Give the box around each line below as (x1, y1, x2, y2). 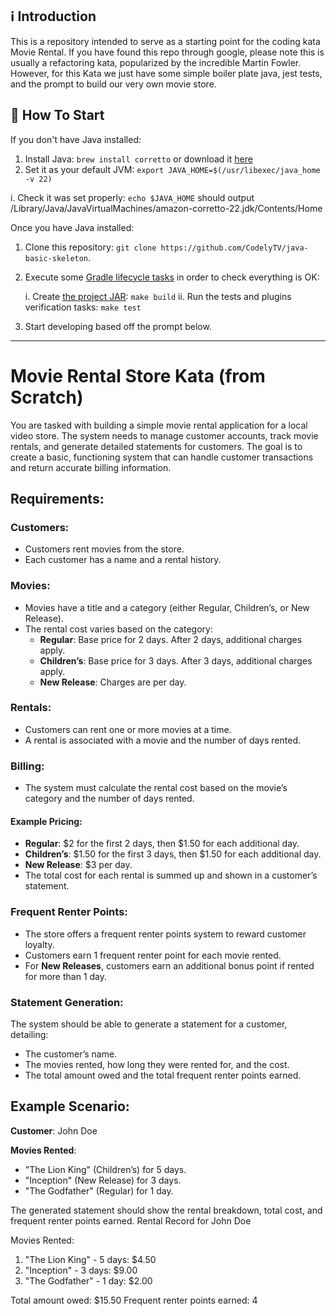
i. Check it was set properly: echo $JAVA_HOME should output (10, 191, 255, 203)
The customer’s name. (24, 1048, 118, 1060)
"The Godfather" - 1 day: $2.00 (24, 1274, 153, 1287)
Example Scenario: (10, 1098, 130, 1115)
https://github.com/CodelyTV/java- (160, 243, 309, 253)
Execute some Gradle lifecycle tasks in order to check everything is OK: (24, 271, 320, 283)
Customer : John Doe (10, 1124, 98, 1137)
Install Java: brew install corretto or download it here (24, 153, 253, 165)
